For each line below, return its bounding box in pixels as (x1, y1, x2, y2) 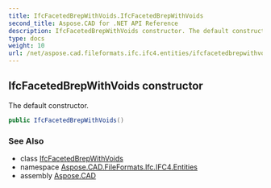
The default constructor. (8, 100, 89, 110)
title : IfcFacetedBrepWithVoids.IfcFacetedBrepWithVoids (8, 11, 204, 20)
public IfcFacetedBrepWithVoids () (8, 116, 125, 124)
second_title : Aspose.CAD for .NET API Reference (8, 19, 179, 27)
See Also (8, 135, 44, 146)
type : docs (8, 34, 45, 43)
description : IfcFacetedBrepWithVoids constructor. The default (8, 27, 229, 35)
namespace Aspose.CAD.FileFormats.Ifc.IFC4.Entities (19, 162, 198, 172)
